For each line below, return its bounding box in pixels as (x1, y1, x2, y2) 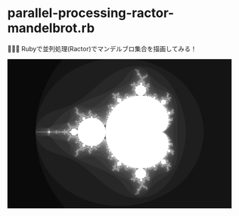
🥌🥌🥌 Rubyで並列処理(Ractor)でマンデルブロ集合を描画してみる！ (7, 44, 197, 53)
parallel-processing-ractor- (7, 5, 174, 21)
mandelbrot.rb (7, 20, 95, 36)
